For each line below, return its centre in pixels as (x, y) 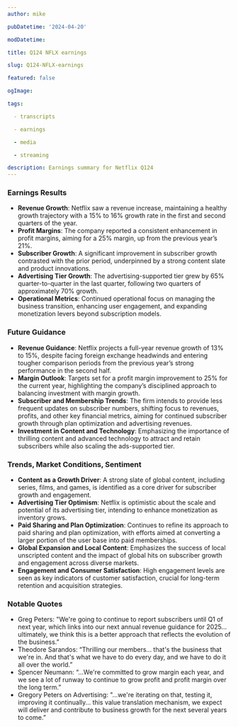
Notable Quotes (35, 603)
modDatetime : (27, 40)
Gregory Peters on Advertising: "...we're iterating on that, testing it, (115, 695)
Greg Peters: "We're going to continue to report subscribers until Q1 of (120, 620)
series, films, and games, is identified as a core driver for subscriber (117, 488)
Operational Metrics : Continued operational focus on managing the (116, 298)
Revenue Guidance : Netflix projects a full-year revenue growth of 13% (120, 348)
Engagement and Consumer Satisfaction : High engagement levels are (121, 571)
